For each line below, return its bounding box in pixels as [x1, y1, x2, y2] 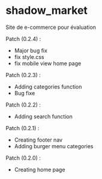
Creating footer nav [14, 136, 63, 143]
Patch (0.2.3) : [5, 71, 41, 78]
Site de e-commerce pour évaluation [5, 24, 97, 31]
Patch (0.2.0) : [5, 154, 41, 162]
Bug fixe [14, 89, 35, 96]
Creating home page [14, 166, 65, 173]
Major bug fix [14, 46, 47, 54]
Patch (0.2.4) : [5, 35, 41, 42]
